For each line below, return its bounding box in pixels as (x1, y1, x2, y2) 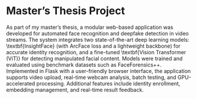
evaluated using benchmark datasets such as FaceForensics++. (6, 61, 162, 68)
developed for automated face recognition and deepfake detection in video (6, 29, 189, 37)
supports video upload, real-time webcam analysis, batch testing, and (6, 74, 176, 81)
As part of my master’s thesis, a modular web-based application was (6, 24, 173, 31)
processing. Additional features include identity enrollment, (36, 80, 180, 87)
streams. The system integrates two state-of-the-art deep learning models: (6, 36, 189, 43)
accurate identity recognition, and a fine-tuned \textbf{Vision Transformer (6, 48, 186, 55)
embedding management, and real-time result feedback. (6, 86, 144, 93)
